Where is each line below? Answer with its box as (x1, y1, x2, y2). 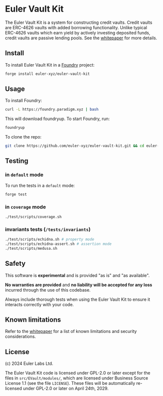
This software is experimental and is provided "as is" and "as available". (5, 272, 150, 278)
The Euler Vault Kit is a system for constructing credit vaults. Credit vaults (5, 19, 153, 25)
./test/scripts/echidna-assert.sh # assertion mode (5, 241, 112, 246)
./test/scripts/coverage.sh (5, 214, 62, 219)
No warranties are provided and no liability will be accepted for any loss (5, 282, 152, 288)
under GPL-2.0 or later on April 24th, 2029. (23, 385, 109, 392)
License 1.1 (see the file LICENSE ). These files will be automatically (5, 380, 135, 386)
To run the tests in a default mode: (5, 182, 75, 188)
